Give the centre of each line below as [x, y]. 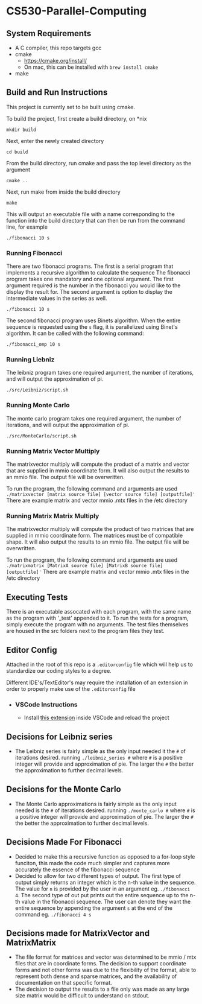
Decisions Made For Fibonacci [64, 842]
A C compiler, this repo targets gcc [58, 48]
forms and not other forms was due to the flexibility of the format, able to [106, 970]
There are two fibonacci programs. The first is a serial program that [90, 266]
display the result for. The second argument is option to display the [90, 292]
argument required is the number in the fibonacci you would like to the [93, 285]
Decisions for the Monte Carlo [64, 790]
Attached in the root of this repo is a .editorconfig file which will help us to [99, 664]
